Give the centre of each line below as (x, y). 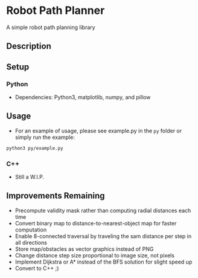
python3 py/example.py (35, 148)
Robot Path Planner (56, 11)
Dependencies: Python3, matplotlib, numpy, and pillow (83, 97)
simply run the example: (45, 137)
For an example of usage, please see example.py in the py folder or (98, 131)
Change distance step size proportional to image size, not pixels (95, 255)
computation (31, 230)
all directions (31, 242)
